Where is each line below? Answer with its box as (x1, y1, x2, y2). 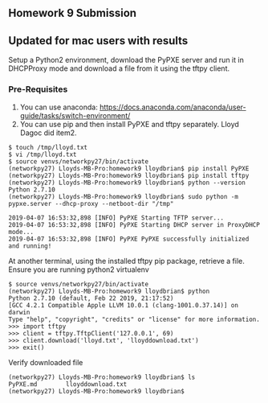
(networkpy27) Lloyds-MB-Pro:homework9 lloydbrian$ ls (8, 373, 196, 381)
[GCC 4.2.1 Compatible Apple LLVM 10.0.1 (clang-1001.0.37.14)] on (8, 301, 239, 309)
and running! (8, 241, 52, 250)
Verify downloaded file (8, 357, 83, 367)
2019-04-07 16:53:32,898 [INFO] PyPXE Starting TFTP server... (8, 213, 225, 222)
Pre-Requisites (8, 84, 68, 95)
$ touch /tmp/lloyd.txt (8, 143, 88, 151)
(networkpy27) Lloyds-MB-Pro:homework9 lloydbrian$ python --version (8, 179, 246, 187)
